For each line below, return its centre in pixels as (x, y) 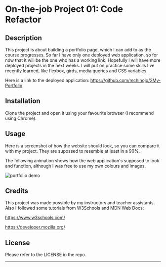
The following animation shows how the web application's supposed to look (82, 160)
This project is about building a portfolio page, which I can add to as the (78, 50)
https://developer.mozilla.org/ (35, 227)
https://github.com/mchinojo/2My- (126, 80)
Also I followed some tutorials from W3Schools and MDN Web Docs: (75, 208)
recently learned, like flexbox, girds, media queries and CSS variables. (77, 71)
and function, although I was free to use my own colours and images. (76, 166)
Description (23, 38)
